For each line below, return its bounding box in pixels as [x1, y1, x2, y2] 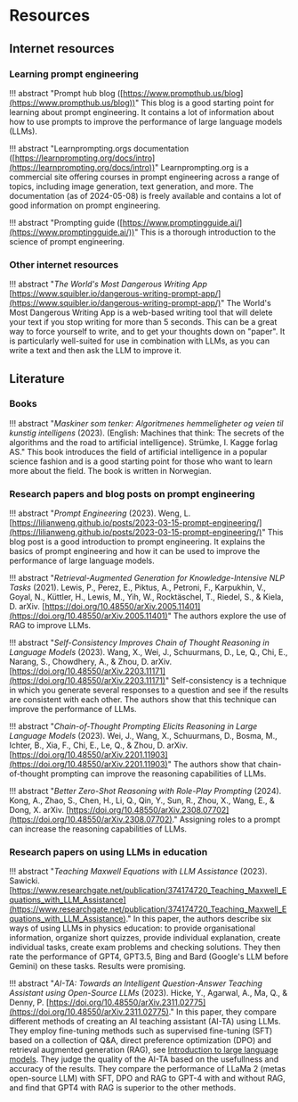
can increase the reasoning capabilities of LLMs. [9, 824, 188, 834]
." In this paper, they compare [168, 1007, 278, 1017]
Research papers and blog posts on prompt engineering [9, 487, 255, 500]
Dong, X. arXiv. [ [9, 805, 69, 816]
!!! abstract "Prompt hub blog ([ [9, 87, 124, 98]
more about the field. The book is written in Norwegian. [9, 465, 212, 476]
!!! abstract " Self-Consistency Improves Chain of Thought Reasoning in [9, 637, 270, 648]
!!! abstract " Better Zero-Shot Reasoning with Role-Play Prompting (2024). [9, 786, 282, 797]
